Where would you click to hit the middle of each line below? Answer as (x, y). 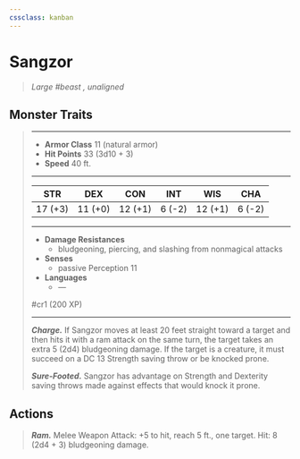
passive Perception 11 (97, 268)
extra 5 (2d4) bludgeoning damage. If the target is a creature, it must (158, 349)
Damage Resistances (84, 240)
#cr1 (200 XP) (57, 304)
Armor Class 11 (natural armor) (101, 145)
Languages (66, 277)
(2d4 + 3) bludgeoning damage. (90, 445)
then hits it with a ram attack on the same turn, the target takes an (152, 340)
